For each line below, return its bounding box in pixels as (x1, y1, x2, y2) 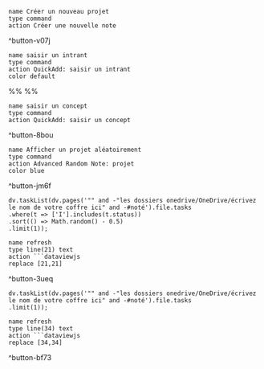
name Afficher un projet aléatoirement (8, 146, 142, 154)
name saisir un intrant (8, 51, 88, 59)
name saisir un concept (8, 102, 88, 110)
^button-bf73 (8, 353, 52, 362)
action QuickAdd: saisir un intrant (8, 65, 131, 73)
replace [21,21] (8, 260, 63, 268)
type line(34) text (8, 325, 74, 333)
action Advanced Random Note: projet (8, 160, 135, 168)
